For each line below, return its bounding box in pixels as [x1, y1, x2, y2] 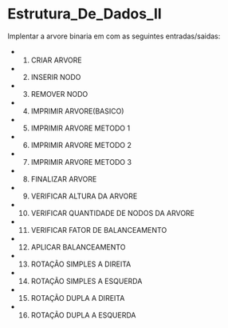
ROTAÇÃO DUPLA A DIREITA [30, 293, 125, 302]
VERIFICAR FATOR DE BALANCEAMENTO [30, 225, 167, 234]
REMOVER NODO [30, 89, 88, 98]
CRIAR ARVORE [30, 55, 82, 65]
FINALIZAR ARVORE [30, 174, 97, 184]
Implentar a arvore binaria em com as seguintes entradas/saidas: [7, 31, 221, 41]
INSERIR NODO [30, 72, 81, 82]
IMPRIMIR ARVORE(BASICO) [30, 106, 124, 116]
